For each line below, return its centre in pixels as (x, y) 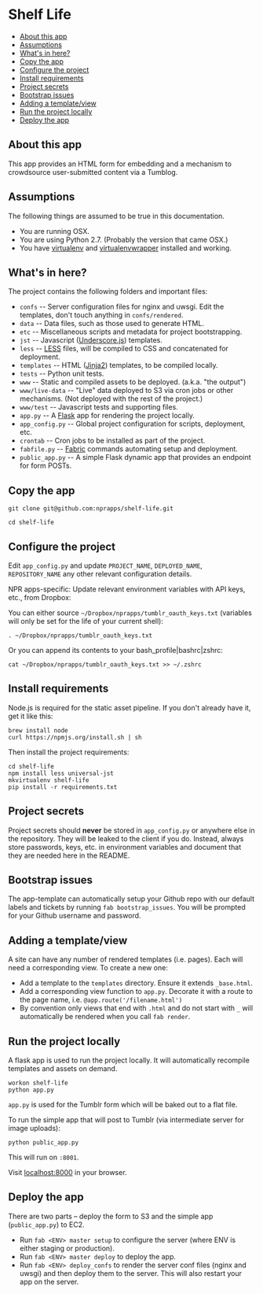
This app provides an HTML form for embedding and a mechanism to (120, 164)
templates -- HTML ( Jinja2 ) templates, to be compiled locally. (119, 365)
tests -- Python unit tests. (62, 374)
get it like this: (31, 716)
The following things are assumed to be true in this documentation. (117, 216)
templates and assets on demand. (63, 1069)
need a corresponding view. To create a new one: (88, 968)
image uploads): (34, 1129)
